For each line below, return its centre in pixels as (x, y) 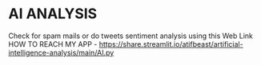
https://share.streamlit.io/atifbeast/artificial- (171, 44)
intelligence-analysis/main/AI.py (61, 52)
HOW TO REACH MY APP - (53, 44)
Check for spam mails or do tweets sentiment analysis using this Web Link (131, 36)
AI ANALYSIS (53, 14)
